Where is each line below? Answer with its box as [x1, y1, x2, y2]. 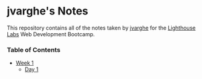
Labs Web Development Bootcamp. [7, 30, 96, 37]
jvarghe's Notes [7, 4, 88, 18]
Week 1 [15, 59, 34, 67]
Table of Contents [7, 45, 61, 54]
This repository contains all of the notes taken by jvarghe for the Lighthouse [7, 24, 196, 31]
